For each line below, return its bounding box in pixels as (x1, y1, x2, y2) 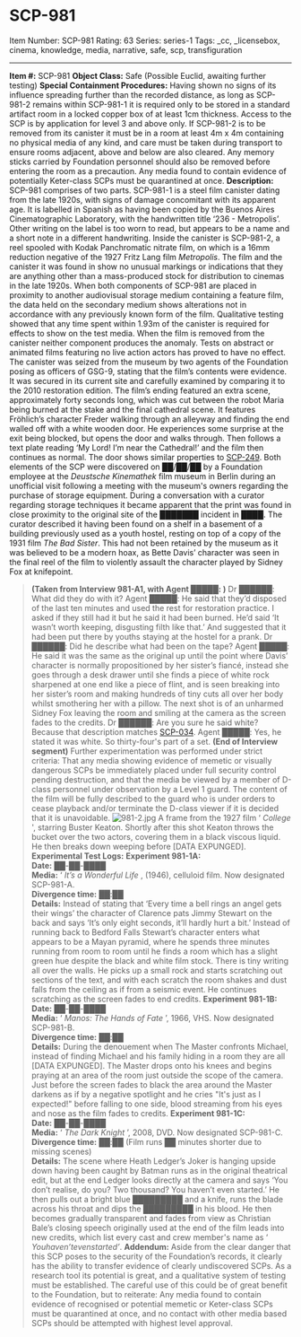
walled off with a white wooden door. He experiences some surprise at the (9, 423, 284, 433)
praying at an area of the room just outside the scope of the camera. (30, 1070, 284, 1080)
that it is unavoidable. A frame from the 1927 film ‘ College (30, 812, 291, 823)
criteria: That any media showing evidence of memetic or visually (30, 755, 272, 765)
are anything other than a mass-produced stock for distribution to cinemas (9, 270, 285, 281)
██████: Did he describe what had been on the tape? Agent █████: (30, 641, 289, 651)
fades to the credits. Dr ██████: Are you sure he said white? (30, 717, 259, 728)
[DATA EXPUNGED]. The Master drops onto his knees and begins (30, 1060, 272, 1070)
